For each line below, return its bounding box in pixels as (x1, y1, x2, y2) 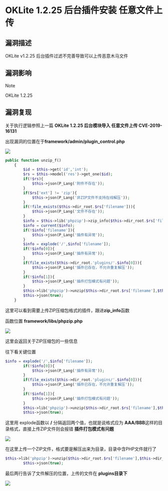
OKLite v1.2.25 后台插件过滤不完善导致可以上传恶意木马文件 (5, 53, 128, 59)
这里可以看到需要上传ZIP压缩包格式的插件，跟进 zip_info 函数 (5, 307, 130, 313)
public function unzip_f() (5, 157, 61, 163)
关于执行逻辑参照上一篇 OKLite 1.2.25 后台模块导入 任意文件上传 (5, 122, 138, 128)
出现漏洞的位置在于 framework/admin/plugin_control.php (5, 138, 125, 144)
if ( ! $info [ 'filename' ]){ (23, 228, 75, 233)
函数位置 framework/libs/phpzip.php (5, 318, 83, 324)
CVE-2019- (138, 122, 162, 128)
